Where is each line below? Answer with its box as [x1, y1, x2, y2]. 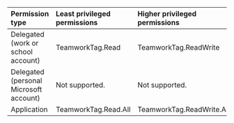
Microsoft [10, 85, 42, 94]
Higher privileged [137, 9, 197, 18]
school [10, 47, 33, 57]
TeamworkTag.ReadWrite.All [137, 105, 230, 114]
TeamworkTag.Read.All [55, 105, 131, 114]
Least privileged [55, 9, 111, 18]
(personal [10, 76, 42, 85]
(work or [10, 38, 39, 48]
